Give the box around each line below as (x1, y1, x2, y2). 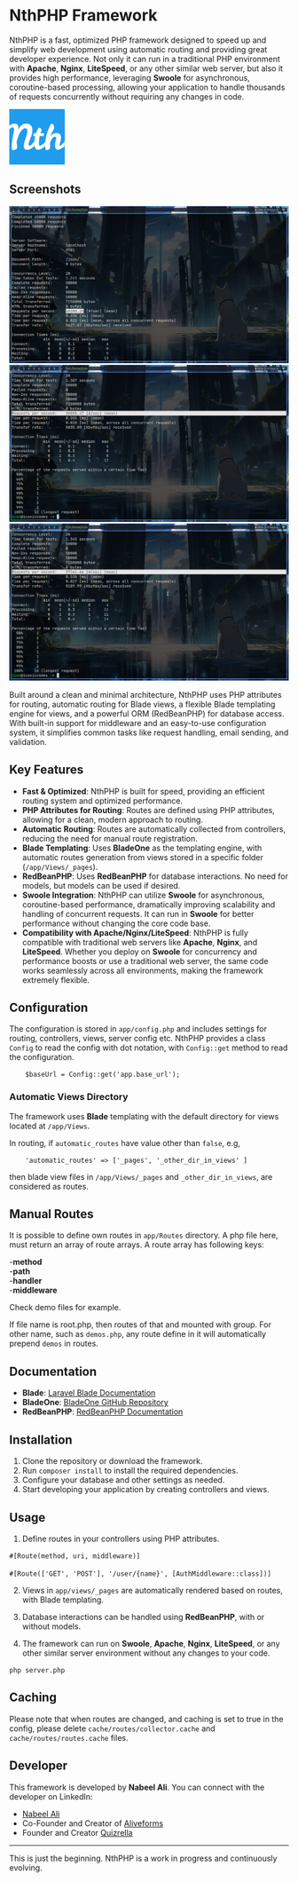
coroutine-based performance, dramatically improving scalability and (21, 898, 276, 910)
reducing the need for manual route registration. (21, 833, 198, 843)
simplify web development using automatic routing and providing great (9, 43, 268, 54)
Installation (9, 1432, 73, 1447)
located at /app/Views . (9, 1120, 90, 1131)
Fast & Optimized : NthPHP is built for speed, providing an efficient (21, 786, 265, 796)
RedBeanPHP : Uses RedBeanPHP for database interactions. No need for (21, 871, 288, 882)
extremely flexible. (21, 974, 90, 985)
